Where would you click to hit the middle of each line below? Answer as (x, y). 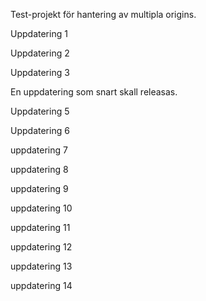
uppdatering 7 (39, 150)
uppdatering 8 (39, 169)
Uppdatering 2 (40, 53)
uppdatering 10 (41, 208)
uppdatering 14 (41, 285)
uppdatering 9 (39, 188)
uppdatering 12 (41, 247)
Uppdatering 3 (40, 72)
